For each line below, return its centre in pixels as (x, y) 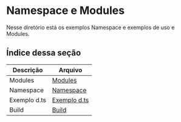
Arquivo (70, 70)
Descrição (28, 70)
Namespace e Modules (66, 11)
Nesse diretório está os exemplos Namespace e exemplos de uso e (90, 27)
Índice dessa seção (44, 53)
